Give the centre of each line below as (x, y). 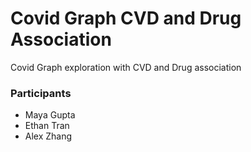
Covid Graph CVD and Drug (126, 18)
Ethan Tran (47, 126)
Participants (41, 93)
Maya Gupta (50, 115)
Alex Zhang (48, 136)
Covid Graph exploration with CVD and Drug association (126, 67)
